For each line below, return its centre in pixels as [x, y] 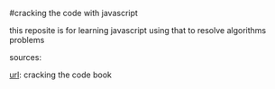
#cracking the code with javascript [73, 13]
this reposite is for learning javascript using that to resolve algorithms [138, 30]
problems [27, 40]
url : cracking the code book [61, 75]
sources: [26, 57]
